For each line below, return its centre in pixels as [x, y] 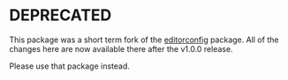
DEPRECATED [61, 15]
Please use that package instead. [70, 66]
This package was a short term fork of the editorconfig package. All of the [144, 40]
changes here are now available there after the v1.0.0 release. [121, 48]
